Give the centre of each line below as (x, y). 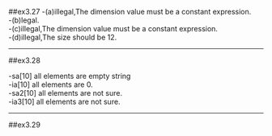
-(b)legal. (24, 20)
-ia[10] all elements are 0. (51, 84)
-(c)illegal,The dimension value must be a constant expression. (113, 29)
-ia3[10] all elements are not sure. (64, 101)
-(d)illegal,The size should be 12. (63, 37)
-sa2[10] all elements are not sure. (66, 93)
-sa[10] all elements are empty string (70, 76)
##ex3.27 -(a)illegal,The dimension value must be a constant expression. (130, 12)
